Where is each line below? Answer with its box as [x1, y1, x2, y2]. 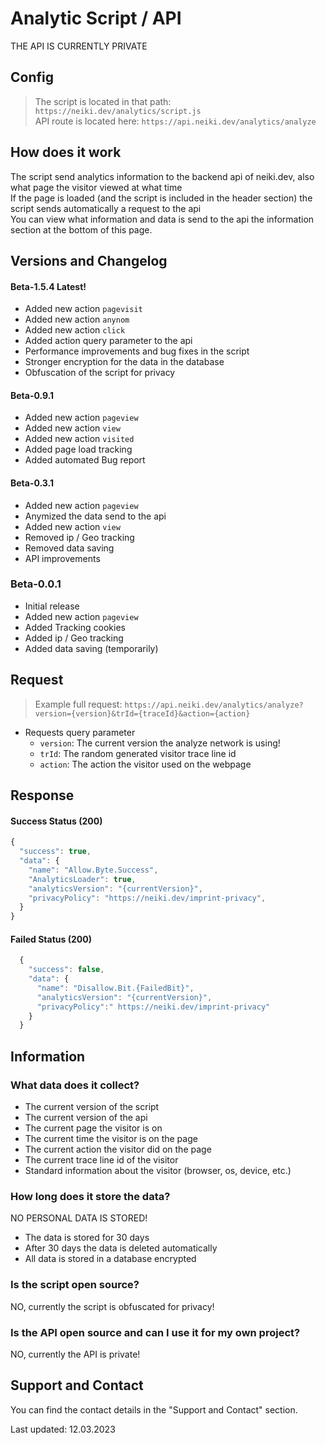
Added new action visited [24, 433, 135, 445]
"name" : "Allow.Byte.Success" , [28, 865, 159, 875]
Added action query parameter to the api [24, 335, 193, 347]
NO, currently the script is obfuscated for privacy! [10, 1300, 215, 1312]
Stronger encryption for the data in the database [24, 356, 225, 368]
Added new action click [24, 324, 126, 336]
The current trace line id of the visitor [24, 1154, 179, 1166]
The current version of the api [24, 1112, 148, 1124]
